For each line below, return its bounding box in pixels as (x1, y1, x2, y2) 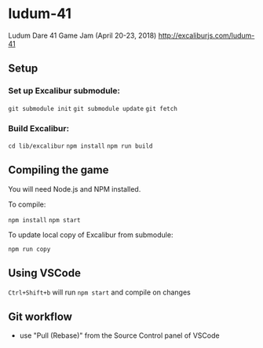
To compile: (8, 200, 46, 209)
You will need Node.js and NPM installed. (8, 184, 141, 193)
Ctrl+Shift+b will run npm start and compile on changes (8, 288, 191, 297)
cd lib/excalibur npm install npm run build (8, 142, 153, 150)
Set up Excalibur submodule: (8, 86, 120, 97)
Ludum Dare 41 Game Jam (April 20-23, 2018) (8, 31, 157, 40)
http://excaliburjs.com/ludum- (158, 31, 255, 40)
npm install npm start (8, 216, 81, 224)
